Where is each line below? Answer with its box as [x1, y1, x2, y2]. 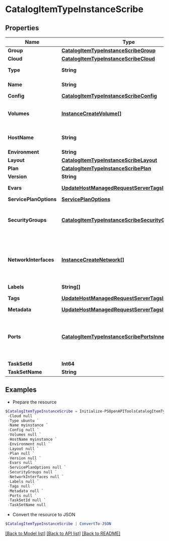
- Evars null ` [7, 460, 37, 465]
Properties [5, 24, 39, 32]
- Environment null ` [7, 441, 51, 447]
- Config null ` [7, 428, 39, 433]
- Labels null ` [7, 479, 39, 484]
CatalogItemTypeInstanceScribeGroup [61, 47, 156, 54]
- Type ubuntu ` [7, 418, 39, 423]
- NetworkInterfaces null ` [7, 474, 64, 479]
